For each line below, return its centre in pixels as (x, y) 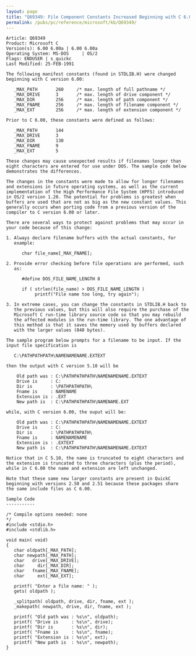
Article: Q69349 (26, 39)
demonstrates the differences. (44, 171)
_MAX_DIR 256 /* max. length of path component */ (91, 100)
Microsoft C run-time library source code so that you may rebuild (97, 315)
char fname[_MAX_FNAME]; (47, 571)
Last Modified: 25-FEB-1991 (40, 64)
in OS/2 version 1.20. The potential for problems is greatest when (91, 197)
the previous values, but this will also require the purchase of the (101, 310)
